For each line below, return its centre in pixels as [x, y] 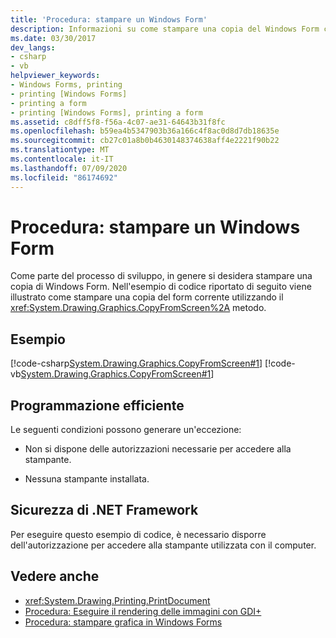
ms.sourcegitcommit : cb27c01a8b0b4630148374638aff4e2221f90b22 [145, 141]
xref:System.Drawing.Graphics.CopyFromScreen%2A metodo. [138, 308]
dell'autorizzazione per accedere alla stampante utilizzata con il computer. [163, 545]
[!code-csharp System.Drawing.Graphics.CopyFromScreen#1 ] [136, 363]
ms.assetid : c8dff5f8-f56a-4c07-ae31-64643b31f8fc [118, 122]
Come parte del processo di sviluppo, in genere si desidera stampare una [161, 276]
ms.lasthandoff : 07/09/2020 [69, 168]
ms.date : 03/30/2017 [53, 38]
